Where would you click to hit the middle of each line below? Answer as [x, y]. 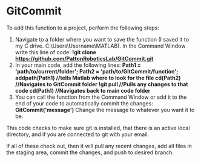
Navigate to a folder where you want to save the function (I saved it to [102, 39]
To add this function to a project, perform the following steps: [83, 28]
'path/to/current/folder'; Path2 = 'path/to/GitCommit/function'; [97, 71]
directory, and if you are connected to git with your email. [78, 134]
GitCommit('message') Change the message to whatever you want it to [105, 110]
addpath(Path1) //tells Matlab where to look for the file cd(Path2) [98, 78]
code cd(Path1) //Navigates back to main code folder [83, 90]
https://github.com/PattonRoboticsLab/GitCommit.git [84, 58]
